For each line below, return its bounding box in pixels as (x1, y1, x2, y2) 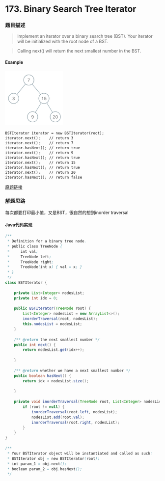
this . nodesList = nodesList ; (23, 321, 82, 327)
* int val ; (7, 249, 38, 254)
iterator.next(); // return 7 (5, 140, 74, 145)
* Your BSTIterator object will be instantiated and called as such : (7, 451, 153, 456)
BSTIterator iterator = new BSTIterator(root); (5, 131, 105, 135)
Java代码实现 (5, 222, 33, 228)
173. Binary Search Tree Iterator (5, 3, 137, 15)
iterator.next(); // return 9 (5, 150, 74, 155)
